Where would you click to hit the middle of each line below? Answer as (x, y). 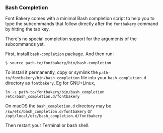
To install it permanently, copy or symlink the (52, 72)
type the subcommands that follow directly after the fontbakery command (82, 24)
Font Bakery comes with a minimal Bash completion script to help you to (80, 19)
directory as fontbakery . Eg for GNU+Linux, (50, 83)
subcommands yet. (25, 44)
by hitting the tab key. (28, 29)
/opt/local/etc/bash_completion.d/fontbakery (54, 116)
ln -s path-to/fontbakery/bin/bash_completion (55, 92)
